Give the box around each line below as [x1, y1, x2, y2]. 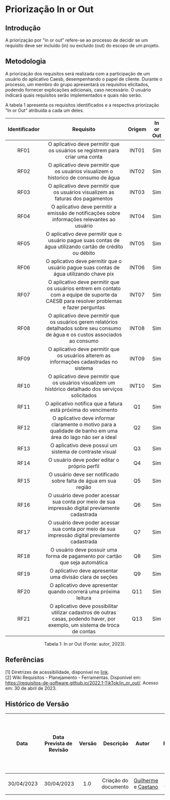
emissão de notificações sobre [47, 209, 120, 216]
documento [101, 783, 129, 790]
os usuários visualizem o [55, 168, 113, 175]
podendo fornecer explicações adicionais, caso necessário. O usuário [5, 87, 151, 93]
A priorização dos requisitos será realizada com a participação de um [5, 70, 150, 76]
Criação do [102, 777, 129, 784]
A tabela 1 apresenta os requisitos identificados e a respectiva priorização [5, 102, 159, 108]
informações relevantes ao [52, 216, 115, 223]
